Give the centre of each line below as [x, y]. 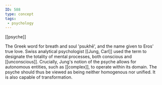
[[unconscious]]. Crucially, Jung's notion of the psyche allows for [71, 62]
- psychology [20, 23]
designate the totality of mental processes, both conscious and [68, 57]
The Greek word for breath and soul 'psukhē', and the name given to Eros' [79, 46]
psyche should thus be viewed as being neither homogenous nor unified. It [80, 72]
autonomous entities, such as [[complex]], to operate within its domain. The [81, 67]
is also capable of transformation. [39, 77]
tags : [10, 18]
